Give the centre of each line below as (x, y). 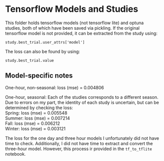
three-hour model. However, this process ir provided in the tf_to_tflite (79, 149)
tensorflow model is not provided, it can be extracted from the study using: (81, 33)
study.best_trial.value (30, 60)
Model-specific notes (39, 76)
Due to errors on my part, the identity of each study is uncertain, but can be (82, 102)
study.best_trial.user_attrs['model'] (45, 42)
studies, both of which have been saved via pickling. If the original (72, 28)
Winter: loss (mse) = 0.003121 (35, 128)
